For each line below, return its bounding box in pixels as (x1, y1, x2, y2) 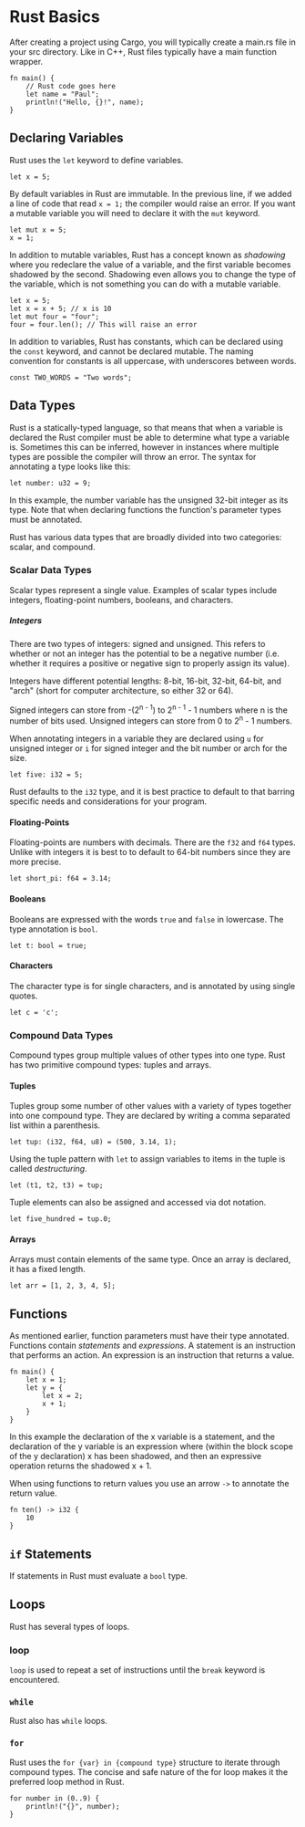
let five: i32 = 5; (9, 770, 84, 779)
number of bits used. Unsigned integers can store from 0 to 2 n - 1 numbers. (9, 714, 293, 726)
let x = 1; (25, 1375, 67, 1384)
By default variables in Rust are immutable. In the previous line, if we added (9, 188, 292, 199)
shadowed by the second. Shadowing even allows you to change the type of (9, 268, 296, 279)
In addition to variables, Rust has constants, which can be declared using (9, 336, 284, 347)
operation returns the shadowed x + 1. (9, 1460, 152, 1471)
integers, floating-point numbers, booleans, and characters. (9, 594, 234, 605)
